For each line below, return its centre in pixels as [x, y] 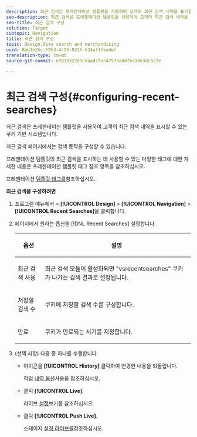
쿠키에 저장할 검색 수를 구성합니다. [89, 305]
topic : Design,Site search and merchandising [62, 45]
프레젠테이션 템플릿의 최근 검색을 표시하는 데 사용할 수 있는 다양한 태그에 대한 [94, 159]
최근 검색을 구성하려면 [31, 191]
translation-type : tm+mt [36, 55]
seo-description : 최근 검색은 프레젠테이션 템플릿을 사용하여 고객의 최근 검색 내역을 [97, 17]
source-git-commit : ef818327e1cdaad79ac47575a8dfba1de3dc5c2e [84, 61]
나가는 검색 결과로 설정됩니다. [90, 278]
